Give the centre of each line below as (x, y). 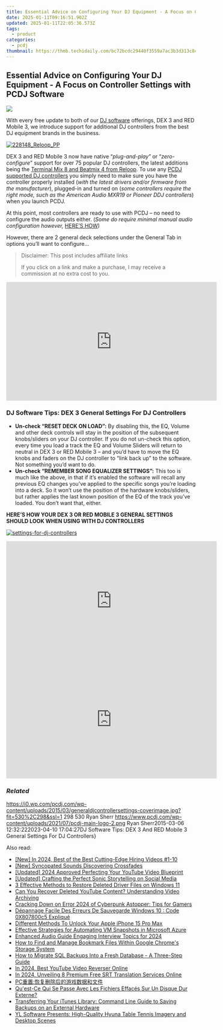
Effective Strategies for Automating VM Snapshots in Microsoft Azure (100, 930)
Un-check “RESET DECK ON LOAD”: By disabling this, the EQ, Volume (102, 426)
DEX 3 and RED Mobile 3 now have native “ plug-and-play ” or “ (84, 156)
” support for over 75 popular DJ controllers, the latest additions (109, 163)
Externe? (26, 995)
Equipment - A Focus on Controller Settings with (99, 85)
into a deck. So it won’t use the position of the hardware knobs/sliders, (102, 490)
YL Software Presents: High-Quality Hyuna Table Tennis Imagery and (100, 1014)
